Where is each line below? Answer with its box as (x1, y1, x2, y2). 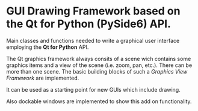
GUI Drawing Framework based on (6, 4, 181, 18)
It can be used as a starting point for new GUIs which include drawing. (6, 86, 181, 93)
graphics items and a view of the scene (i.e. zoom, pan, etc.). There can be (6, 62, 193, 69)
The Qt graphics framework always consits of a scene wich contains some (6, 55, 191, 62)
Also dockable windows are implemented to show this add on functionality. (6, 98, 192, 105)
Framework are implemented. (6, 74, 79, 81)
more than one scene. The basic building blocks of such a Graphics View (6, 68, 188, 75)
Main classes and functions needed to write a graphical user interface (6, 37, 180, 44)
